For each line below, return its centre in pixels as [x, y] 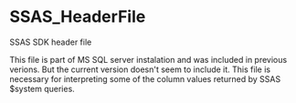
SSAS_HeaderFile [78, 17]
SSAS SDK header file [51, 42]
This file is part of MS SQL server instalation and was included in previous [148, 59]
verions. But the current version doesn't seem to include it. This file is [140, 69]
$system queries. [42, 88]
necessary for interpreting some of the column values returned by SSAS [145, 78]
